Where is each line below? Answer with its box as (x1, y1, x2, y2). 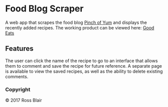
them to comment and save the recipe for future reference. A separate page (5, 63, 162, 69)
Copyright (5, 86, 31, 93)
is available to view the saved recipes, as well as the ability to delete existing (5, 68, 163, 74)
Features (5, 44, 34, 53)
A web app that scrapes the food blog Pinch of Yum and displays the (5, 19, 147, 25)
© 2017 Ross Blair (5, 98, 42, 104)
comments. (5, 73, 29, 80)
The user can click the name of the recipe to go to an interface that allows (5, 58, 158, 64)
